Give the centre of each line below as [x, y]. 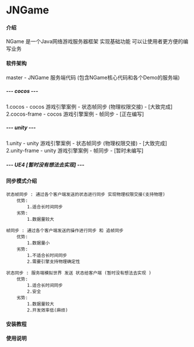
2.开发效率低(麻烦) [48, 310]
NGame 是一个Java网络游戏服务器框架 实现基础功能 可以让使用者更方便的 [95, 41]
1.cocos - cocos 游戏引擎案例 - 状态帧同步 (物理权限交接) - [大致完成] [89, 106]
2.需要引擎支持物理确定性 [54, 262]
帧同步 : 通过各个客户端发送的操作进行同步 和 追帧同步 [65, 231]
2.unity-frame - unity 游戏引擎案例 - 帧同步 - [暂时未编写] [75, 150]
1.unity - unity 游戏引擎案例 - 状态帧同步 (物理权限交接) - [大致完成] [87, 143]
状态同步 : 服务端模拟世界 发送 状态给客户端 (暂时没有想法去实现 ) [79, 273]
